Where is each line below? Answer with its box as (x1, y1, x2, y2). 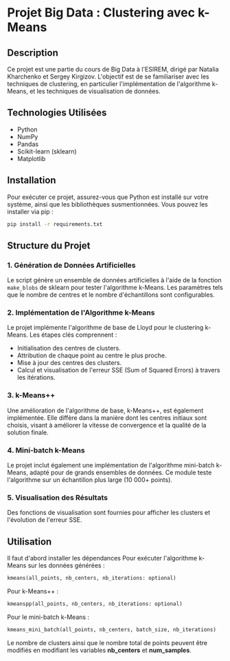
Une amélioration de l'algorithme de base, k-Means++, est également (7, 406, 204, 415)
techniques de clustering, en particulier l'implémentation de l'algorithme (7, 80, 211, 87)
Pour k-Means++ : (7, 587, 59, 596)
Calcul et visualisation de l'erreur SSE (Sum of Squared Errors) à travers (16, 366, 220, 375)
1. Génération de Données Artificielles (7, 260, 136, 270)
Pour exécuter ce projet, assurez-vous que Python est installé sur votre (7, 193, 209, 201)
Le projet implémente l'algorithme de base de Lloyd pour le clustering (7, 324, 204, 332)
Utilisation (7, 536, 52, 547)
